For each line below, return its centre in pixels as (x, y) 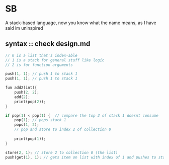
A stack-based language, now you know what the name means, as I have (81, 23)
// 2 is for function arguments (39, 65)
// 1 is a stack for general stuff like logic (55, 60)
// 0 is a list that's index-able (41, 55)
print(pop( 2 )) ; (30, 102)
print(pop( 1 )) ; (30, 139)
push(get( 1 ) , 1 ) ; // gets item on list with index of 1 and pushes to (81, 157)
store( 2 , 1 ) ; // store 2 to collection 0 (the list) (62, 152)
